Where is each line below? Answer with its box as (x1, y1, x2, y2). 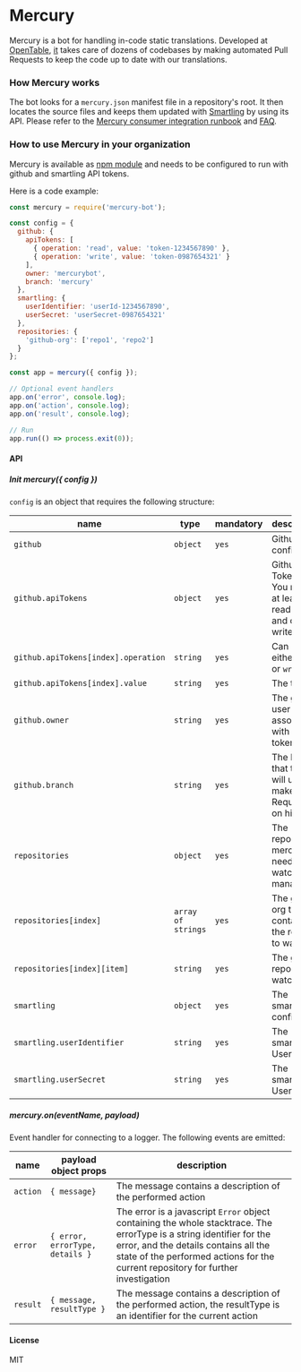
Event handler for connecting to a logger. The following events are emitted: (9, 1132, 286, 1143)
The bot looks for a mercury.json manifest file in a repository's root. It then (9, 97, 284, 107)
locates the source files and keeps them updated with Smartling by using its (9, 107, 289, 117)
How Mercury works (9, 76, 100, 89)
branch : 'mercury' (25, 277, 94, 287)
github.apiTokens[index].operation (13, 652, 166, 663)
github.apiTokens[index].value (13, 678, 148, 688)
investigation (116, 1273, 170, 1285)
